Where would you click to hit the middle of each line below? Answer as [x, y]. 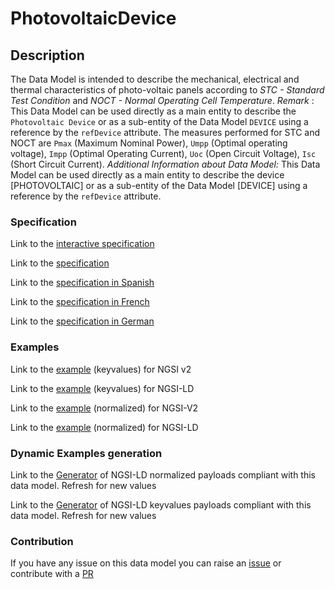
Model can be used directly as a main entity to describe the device [147, 175]
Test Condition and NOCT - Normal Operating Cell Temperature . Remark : [162, 100]
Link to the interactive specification [82, 244]
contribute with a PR [52, 574]
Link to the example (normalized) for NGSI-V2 [104, 408]
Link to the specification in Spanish [82, 283]
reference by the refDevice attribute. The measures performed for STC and [165, 132]
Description [47, 55]
